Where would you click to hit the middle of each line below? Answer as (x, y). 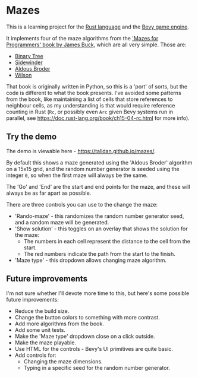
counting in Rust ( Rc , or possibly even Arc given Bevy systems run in (90, 112)
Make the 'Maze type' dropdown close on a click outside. (85, 336)
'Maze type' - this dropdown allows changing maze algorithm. (91, 260)
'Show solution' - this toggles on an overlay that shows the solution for (101, 229)
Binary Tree (29, 56)
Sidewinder (29, 62)
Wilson (23, 75)
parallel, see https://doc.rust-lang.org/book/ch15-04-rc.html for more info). (98, 118)
